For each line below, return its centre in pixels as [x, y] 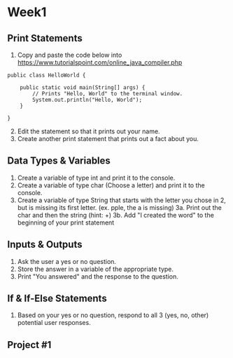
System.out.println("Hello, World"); [87, 100]
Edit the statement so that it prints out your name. [89, 131]
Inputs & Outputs [45, 245]
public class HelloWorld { [47, 75]
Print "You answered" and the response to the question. [98, 276]
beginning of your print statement [66, 223]
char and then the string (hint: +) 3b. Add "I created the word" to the [116, 215]
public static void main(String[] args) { [83, 88]
